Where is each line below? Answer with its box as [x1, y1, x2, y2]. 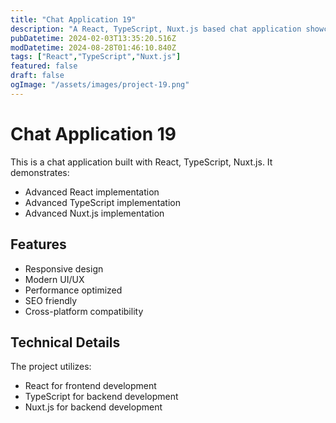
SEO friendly [24, 294, 78, 306]
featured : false [10, 61, 78, 71]
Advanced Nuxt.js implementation [24, 207, 165, 219]
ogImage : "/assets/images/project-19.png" [10, 80, 190, 90]
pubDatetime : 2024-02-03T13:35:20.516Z [10, 33, 177, 43]
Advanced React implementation [24, 186, 160, 198]
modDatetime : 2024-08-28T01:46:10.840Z [10, 42, 177, 53]
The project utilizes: [10, 361, 92, 373]
